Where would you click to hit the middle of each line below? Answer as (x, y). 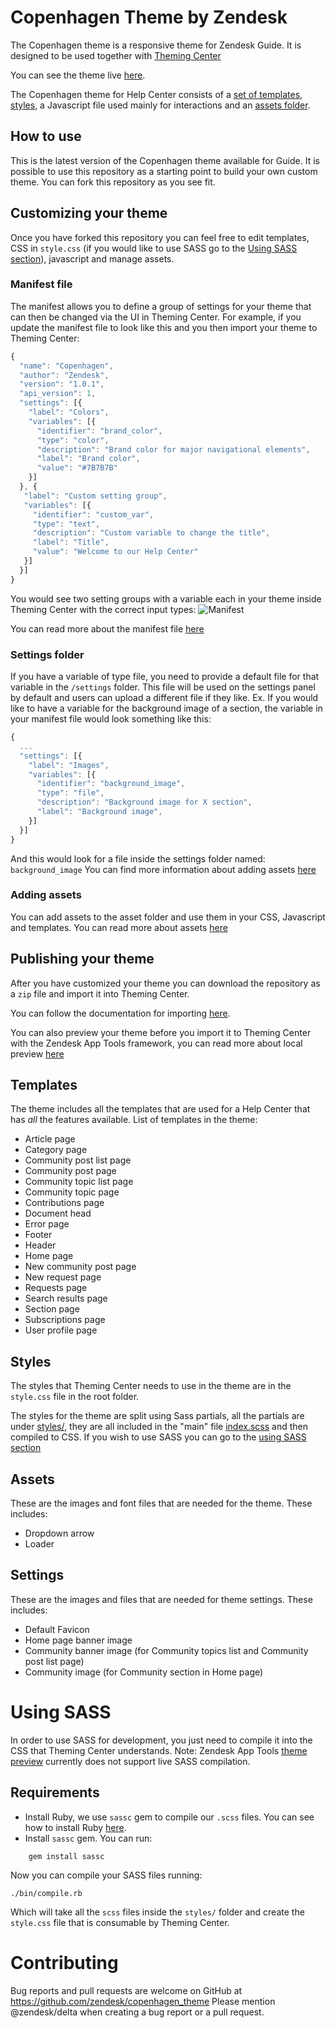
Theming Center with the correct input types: (103, 609)
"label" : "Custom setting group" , (95, 496)
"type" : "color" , (73, 440)
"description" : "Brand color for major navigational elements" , (173, 449)
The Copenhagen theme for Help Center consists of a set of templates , (156, 94)
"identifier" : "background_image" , (111, 784)
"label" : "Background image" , (99, 812)
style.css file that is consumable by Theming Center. (120, 1922)
